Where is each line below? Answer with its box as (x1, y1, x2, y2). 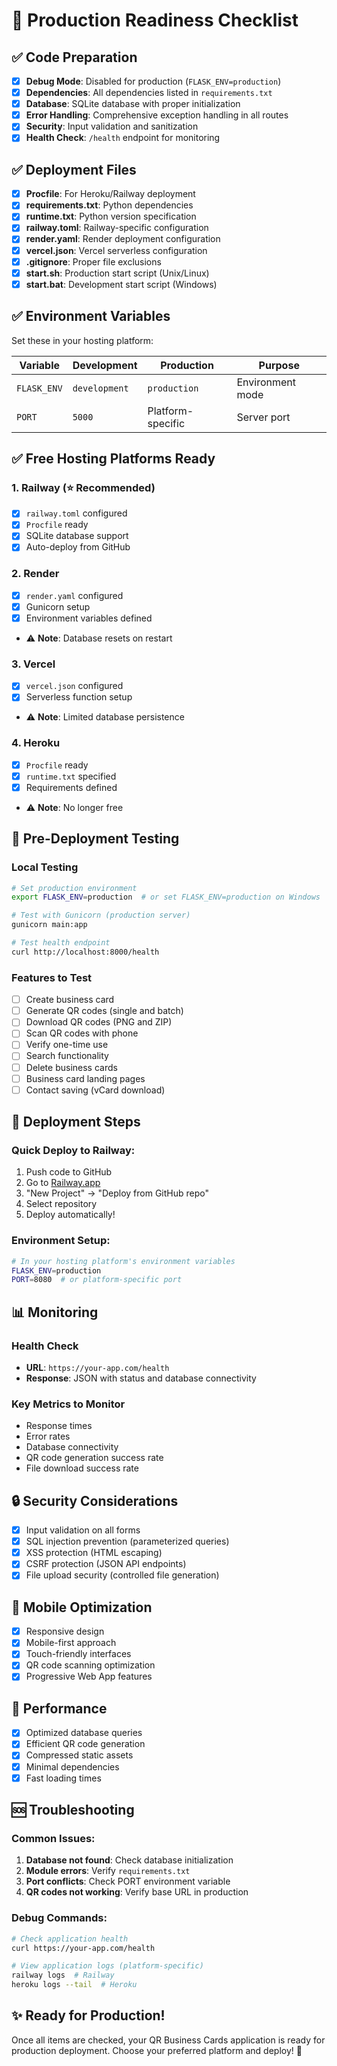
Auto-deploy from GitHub (25, 541, 131, 553)
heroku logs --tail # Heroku (11, 1980, 138, 1990)
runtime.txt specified (25, 770, 117, 782)
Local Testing (11, 860, 79, 874)
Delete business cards (25, 1061, 118, 1073)
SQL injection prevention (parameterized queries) (25, 1535, 230, 1548)
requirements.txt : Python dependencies (25, 199, 194, 211)
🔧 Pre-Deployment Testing (11, 830, 180, 848)
